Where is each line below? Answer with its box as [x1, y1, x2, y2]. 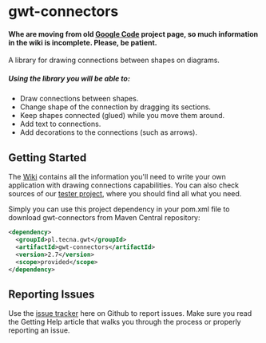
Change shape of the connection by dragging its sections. [19, 102, 212, 112]
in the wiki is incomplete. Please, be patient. [8, 37, 157, 47]
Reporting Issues [8, 287, 95, 301]
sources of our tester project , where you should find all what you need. [8, 189, 242, 199]
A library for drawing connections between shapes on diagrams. [8, 55, 220, 65]
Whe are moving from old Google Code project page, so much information [8, 29, 258, 38]
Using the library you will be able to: [8, 73, 130, 83]
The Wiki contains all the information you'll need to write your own [8, 172, 226, 182]
